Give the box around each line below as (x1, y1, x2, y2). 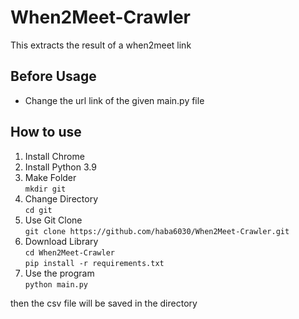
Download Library (24, 235, 99, 247)
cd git (24, 205, 53, 215)
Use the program (24, 267, 95, 279)
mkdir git (24, 184, 67, 194)
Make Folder (24, 171, 77, 183)
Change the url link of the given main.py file (24, 94, 205, 106)
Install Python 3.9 (24, 161, 97, 173)
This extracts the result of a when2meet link (10, 39, 192, 51)
